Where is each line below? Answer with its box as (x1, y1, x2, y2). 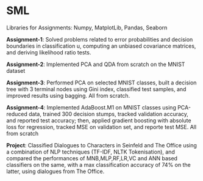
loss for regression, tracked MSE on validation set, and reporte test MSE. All (6, 123, 197, 130)
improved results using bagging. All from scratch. (6, 92, 130, 99)
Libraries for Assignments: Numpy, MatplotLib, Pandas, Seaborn (6, 24, 168, 31)
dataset (6, 67, 26, 74)
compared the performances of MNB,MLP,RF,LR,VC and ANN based (6, 154, 178, 162)
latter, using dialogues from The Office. (6, 168, 105, 175)
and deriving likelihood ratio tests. (6, 48, 91, 56)
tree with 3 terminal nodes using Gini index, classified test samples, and (6, 85, 187, 92)
